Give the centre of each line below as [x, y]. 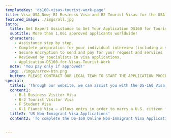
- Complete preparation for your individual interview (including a [89, 48]
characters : [23, 39]
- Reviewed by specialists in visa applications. [68, 57]
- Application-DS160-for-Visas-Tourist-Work [62, 62]
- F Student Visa [33, 105]
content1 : [20, 90]
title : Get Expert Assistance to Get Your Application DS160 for [81, 29]
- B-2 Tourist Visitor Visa [44, 99]
